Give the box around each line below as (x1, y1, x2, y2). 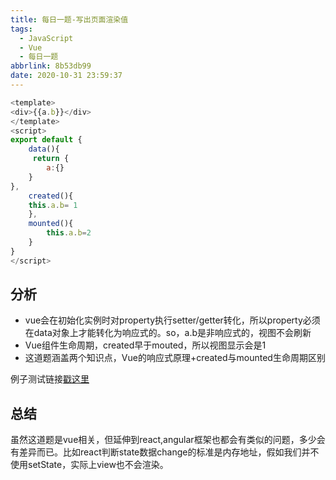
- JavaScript (19, 33, 74, 43)
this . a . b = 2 (46, 228, 92, 238)
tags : (10, 24, 33, 34)
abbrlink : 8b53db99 (10, 61, 92, 71)
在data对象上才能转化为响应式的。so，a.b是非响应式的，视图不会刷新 (24, 327, 312, 339)
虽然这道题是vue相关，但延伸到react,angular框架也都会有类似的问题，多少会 (10, 434, 326, 446)
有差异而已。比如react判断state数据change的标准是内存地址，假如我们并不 (10, 446, 320, 458)
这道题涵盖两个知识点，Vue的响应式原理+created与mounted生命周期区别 (24, 352, 326, 364)
